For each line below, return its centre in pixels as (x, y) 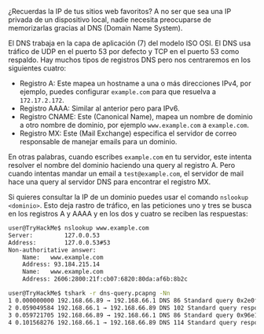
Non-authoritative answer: (52, 250)
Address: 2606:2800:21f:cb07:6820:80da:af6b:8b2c (105, 279)
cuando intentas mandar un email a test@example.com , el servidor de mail (126, 173)
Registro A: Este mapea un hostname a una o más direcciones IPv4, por (135, 83)
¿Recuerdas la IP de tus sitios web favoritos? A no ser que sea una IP (120, 11)
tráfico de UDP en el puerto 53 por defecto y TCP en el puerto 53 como (124, 51)
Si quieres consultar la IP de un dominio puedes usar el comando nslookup (128, 197)
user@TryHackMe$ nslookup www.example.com (79, 228)
